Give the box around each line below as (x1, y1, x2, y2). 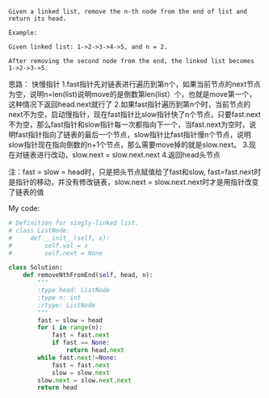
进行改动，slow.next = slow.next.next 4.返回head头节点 (36, 150, 221, 159)
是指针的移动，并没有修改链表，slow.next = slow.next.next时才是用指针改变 (8, 178, 259, 186)
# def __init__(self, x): (8, 234, 111, 242)
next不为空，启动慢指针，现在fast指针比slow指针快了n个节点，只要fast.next (8, 110, 261, 119)
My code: (8, 203, 40, 213)
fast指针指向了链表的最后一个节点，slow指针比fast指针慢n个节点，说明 (15, 130, 252, 139)
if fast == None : (51, 339, 111, 347)
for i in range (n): (37, 324, 103, 332)
